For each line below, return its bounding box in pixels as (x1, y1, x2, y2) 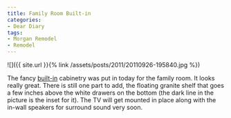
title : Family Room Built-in (7, 10, 91, 17)
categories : (7, 16, 41, 23)
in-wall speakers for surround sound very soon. (7, 104, 143, 111)
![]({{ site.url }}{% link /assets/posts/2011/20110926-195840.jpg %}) (7, 61, 201, 69)
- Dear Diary (7, 23, 45, 29)
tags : (7, 29, 23, 36)
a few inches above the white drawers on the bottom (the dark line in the (7, 88, 214, 97)
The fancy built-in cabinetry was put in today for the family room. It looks (7, 74, 215, 82)
